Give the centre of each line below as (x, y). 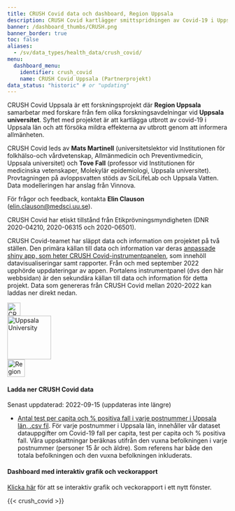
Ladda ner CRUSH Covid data (51, 389)
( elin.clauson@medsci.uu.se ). (50, 206)
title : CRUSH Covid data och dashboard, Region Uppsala (90, 14)
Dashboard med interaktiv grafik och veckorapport (83, 472)
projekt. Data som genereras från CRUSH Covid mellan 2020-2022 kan (109, 286)
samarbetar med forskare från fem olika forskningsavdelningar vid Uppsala (116, 113)
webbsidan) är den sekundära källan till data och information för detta (108, 278)
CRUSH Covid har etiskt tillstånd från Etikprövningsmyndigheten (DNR (108, 220)
